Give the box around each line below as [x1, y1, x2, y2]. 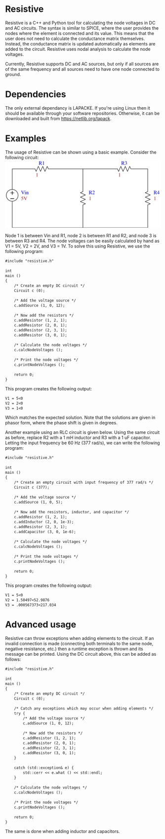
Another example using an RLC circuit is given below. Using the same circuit [5, 429, 160, 435]
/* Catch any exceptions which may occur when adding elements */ [14, 706, 154, 711]
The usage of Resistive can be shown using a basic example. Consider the [5, 149, 157, 155]
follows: [5, 656, 21, 662]
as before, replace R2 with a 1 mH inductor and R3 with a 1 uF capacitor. [5, 434, 152, 440]
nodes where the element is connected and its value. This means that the [5, 30, 155, 36]
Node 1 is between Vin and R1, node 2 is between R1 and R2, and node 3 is [5, 232, 157, 238]
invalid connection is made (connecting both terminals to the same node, [5, 640, 154, 646]
